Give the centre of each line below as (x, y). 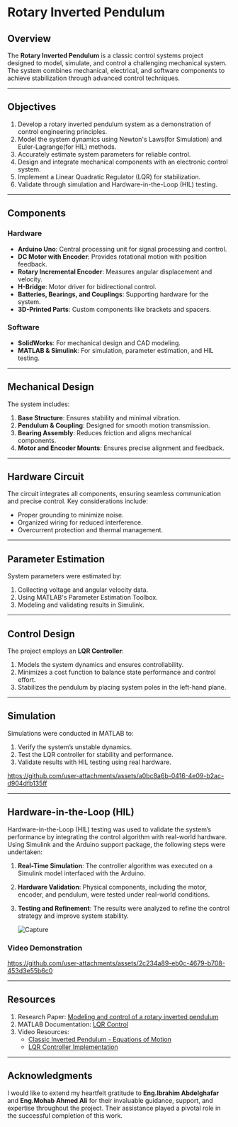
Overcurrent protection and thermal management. (90, 530)
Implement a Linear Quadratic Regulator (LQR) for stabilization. (109, 176)
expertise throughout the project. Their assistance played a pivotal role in (114, 1108)
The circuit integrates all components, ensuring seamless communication (114, 494)
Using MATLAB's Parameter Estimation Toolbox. (87, 598)
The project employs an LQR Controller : (66, 651)
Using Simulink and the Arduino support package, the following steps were (116, 844)
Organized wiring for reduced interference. (80, 522)
